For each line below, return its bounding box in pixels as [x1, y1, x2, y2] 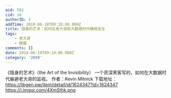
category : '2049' [5, 55, 42, 60]
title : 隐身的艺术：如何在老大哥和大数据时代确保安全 [5, 27, 105, 32]
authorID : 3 [5, 17, 31, 22]
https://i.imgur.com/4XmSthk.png [5, 87, 76, 93]
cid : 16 [5, 12, 22, 17]
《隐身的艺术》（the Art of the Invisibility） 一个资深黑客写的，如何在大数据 [5, 69, 162, 76]
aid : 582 [5, 7, 24, 13]
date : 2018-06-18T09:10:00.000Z [5, 50, 74, 55]
